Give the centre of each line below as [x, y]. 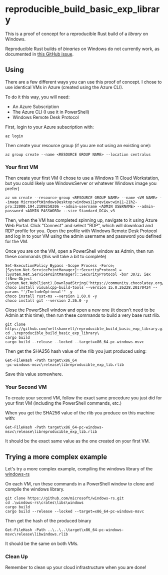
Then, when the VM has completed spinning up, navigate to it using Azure [81, 220]
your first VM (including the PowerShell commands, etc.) [63, 403]
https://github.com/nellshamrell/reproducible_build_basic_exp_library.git [86, 329]
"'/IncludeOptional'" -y [46, 292]
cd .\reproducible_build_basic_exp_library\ [52, 333]
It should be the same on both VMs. [42, 543]
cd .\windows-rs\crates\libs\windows [44, 503]
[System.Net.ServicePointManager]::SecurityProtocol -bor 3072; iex [78, 274]
